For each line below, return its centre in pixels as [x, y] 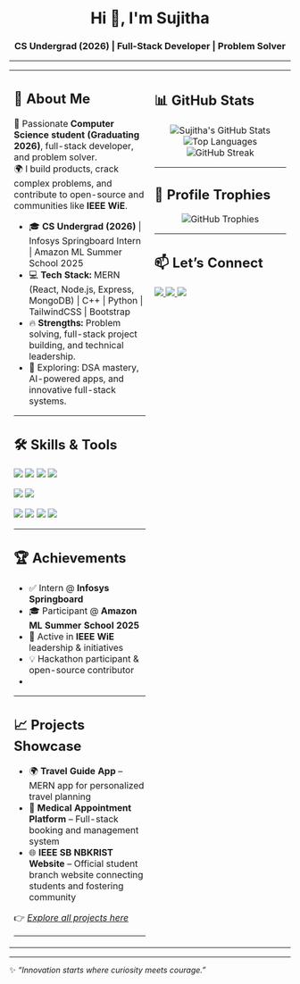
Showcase [48, 746]
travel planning [60, 796]
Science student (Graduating [77, 135]
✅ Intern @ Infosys [69, 588]
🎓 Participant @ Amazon [83, 611]
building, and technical [76, 345]
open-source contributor [82, 670]
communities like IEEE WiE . [71, 205]
